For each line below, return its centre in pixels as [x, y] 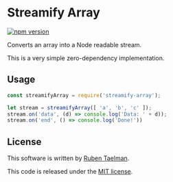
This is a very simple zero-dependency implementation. [86, 58]
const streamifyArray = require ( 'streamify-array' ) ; [84, 95]
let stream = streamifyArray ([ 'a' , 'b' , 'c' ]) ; [80, 107]
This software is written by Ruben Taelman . [68, 158]
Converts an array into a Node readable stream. [74, 44]
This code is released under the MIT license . [70, 172]
